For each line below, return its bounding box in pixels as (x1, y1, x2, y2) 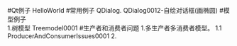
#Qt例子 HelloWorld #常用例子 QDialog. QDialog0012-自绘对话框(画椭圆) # (7, 6, 224, 14)
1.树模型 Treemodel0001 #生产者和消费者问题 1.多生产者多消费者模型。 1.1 (7, 24, 222, 32)
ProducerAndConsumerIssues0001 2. (7, 32, 117, 40)
